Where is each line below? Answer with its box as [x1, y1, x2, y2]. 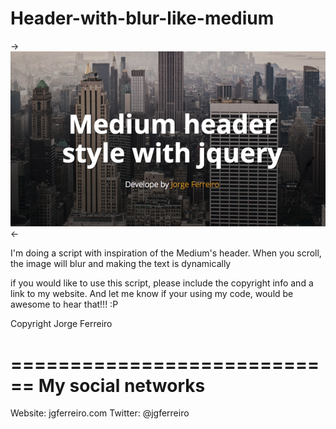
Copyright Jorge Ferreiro [10, 318, 113, 330]
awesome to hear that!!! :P [10, 298, 119, 311]
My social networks [38, 374, 206, 397]
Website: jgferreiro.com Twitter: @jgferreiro [10, 407, 190, 419]
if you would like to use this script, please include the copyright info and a [10, 277, 314, 289]
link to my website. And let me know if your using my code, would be [10, 288, 294, 300]
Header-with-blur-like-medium [10, 7, 275, 30]
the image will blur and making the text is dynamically [10, 258, 232, 270]
